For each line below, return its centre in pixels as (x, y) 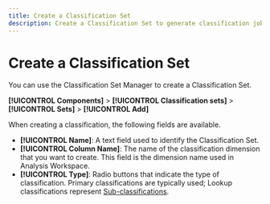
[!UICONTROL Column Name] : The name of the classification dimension (140, 149)
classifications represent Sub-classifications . (94, 192)
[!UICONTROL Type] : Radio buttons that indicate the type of (119, 174)
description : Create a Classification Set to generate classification (129, 23)
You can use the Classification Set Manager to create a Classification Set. (130, 85)
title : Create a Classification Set (70, 16)
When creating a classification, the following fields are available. (115, 124)
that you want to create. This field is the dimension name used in (127, 157)
